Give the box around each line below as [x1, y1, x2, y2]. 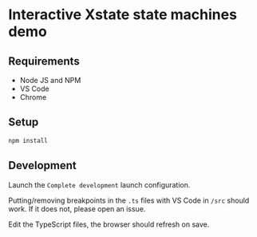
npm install [8, 136, 48, 144]
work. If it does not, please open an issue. [8, 203, 146, 213]
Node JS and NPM [19, 76, 81, 85]
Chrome [19, 93, 47, 101]
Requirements [8, 54, 80, 68]
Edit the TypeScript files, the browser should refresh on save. [8, 219, 210, 229]
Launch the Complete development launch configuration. [8, 180, 191, 189]
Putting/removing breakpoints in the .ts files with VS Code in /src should [8, 196, 250, 205]
